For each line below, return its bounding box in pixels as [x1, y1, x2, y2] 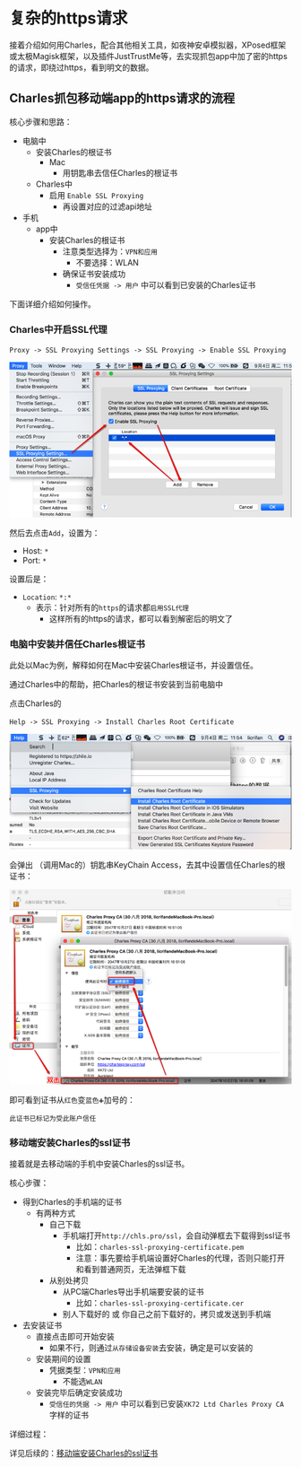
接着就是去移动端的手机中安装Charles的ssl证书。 [9, 1158, 190, 1169]
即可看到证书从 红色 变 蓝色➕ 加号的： [9, 1094, 136, 1105]
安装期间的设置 [35, 1354, 91, 1365]
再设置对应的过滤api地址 [62, 201, 153, 212]
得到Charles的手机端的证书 [21, 1197, 123, 1208]
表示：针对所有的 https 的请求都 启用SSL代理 [35, 602, 190, 613]
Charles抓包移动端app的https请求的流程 [9, 91, 236, 106]
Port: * [21, 555, 47, 566]
